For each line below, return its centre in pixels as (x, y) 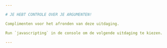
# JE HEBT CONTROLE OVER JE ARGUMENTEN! (49, 14)
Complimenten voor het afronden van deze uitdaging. (62, 23)
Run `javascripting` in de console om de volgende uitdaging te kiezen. (84, 33)
